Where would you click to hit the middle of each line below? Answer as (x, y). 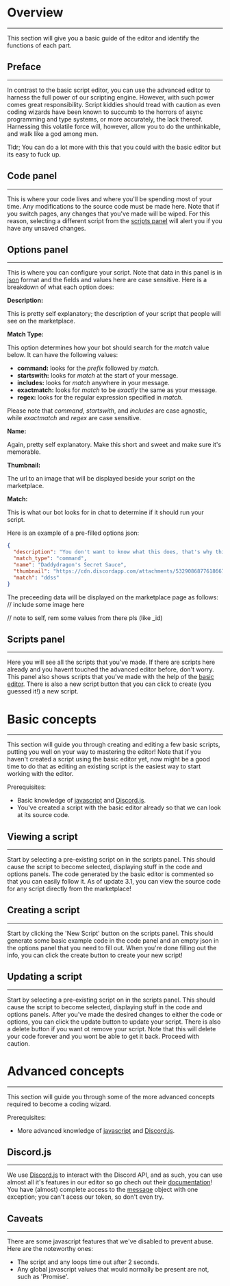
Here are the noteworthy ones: (50, 1249)
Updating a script (45, 977)
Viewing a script (42, 837)
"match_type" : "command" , (50, 559)
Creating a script (43, 910)
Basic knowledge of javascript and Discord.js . (81, 801)
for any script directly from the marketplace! (69, 889)
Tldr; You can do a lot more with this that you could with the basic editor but (114, 147)
